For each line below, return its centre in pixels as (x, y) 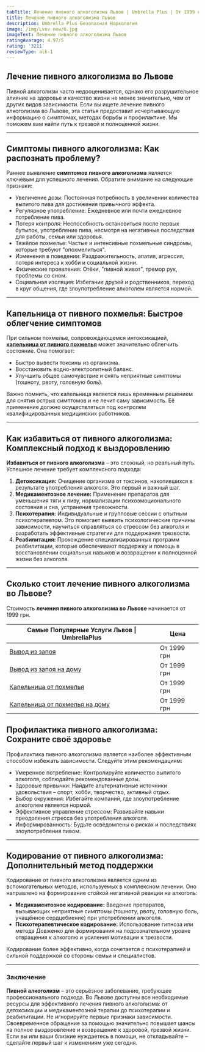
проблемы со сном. (41, 276)
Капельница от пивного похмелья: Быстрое (95, 313)
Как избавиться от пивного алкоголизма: (89, 439)
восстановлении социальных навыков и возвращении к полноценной (106, 553)
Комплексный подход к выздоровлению (88, 448)
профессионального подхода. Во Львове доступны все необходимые (97, 997)
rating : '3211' (26, 46)
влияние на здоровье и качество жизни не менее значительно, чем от (99, 98)
